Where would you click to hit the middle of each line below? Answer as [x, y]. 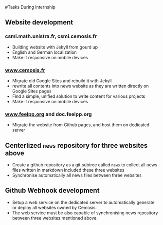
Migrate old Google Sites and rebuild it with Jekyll [62, 81]
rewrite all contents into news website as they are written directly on [81, 86]
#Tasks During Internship [30, 7]
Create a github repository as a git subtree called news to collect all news [85, 165]
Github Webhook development [52, 191]
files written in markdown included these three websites [68, 170]
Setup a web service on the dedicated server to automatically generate [83, 202]
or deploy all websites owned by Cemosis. [54, 207]
